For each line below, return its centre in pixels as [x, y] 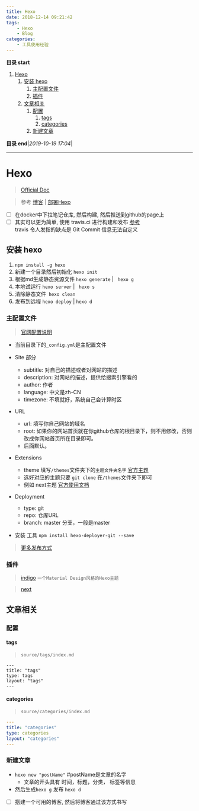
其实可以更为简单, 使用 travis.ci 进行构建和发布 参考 [77, 222]
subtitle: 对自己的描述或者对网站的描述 [70, 370]
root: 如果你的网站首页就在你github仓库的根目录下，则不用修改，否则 [108, 431]
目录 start [18, 62]
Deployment [30, 497]
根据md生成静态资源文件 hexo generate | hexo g [74, 279]
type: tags [20, 676]
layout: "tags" [25, 681]
